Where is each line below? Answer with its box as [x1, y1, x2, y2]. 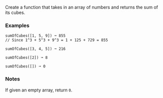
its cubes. [5, 9, 25, 15]
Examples [5, 22, 30, 29]
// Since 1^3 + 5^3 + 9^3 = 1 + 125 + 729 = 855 [5, 37, 108, 43]
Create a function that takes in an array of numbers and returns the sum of [5, 4, 159, 10]
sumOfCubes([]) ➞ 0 [5, 64, 46, 69]
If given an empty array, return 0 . [5, 87, 73, 93]
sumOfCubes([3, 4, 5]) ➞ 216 [5, 46, 66, 51]
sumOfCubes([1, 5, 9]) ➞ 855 [5, 33, 66, 38]
